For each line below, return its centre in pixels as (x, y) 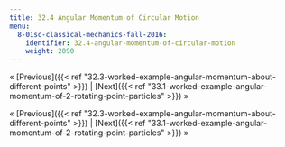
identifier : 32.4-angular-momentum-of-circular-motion (131, 43)
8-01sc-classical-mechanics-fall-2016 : (92, 34)
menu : (19, 26)
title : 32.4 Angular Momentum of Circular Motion (105, 18)
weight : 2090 (50, 51)
